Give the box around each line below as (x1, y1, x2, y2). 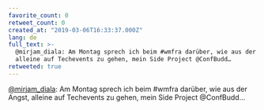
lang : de (8, 33, 37, 42)
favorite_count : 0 (8, 11, 69, 20)
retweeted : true (8, 63, 62, 71)
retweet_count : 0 (8, 19, 66, 27)
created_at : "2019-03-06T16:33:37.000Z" (8, 26, 144, 34)
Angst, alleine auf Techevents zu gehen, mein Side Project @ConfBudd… (8, 92, 246, 102)
